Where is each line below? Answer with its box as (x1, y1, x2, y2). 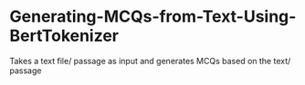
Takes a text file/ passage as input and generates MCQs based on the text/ (9, 55, 291, 66)
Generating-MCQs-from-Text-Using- (9, 6, 297, 27)
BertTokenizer (9, 25, 120, 46)
